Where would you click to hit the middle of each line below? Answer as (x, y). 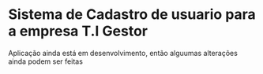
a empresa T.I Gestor (78, 31)
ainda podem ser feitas (45, 61)
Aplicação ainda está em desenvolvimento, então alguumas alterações (123, 53)
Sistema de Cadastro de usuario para (132, 15)
